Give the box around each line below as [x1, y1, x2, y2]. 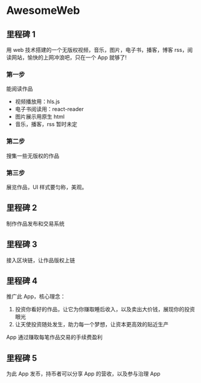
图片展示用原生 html [14, 113, 65, 121]
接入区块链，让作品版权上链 [6, 256, 75, 264]
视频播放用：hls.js [14, 98, 60, 106]
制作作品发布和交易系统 [6, 220, 65, 227]
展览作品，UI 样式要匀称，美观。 [6, 183, 88, 191]
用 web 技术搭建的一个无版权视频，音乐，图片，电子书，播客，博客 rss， [6, 46, 188, 53]
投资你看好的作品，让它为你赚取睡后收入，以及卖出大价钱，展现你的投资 [14, 306, 195, 313]
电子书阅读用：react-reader [14, 106, 84, 113]
